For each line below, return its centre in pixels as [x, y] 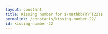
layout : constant [24, 10]
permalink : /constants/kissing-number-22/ [51, 19]
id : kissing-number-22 [29, 24]
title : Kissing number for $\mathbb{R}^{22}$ [54, 14]
